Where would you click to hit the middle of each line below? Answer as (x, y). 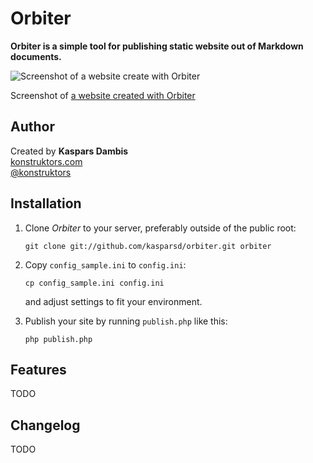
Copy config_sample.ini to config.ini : (105, 264)
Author (32, 127)
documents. (36, 56)
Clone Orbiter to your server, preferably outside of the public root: (160, 228)
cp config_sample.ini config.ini (94, 283)
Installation (46, 203)
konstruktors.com (46, 161)
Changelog (45, 425)
